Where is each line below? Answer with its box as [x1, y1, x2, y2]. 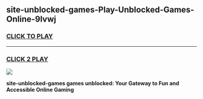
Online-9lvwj [6, 14, 56, 25]
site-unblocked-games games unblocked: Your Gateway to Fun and [6, 79, 179, 86]
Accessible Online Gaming [6, 86, 74, 93]
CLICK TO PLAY [6, 32, 53, 41]
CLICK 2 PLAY [6, 55, 48, 63]
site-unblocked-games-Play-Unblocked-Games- [6, 5, 195, 15]
